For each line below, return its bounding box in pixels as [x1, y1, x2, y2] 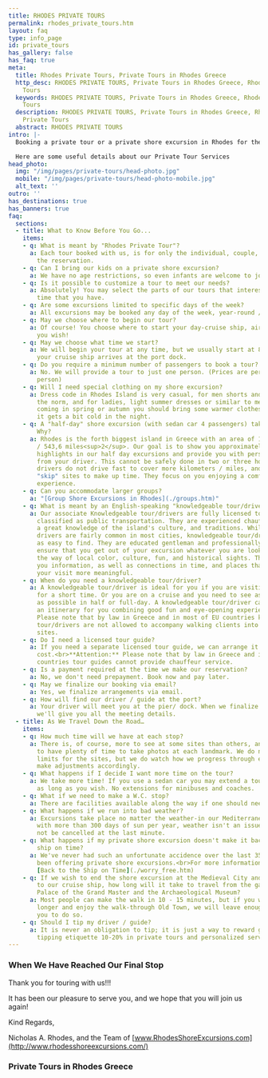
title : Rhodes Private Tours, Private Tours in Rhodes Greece [15, 71, 227, 79]
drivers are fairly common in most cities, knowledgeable [37, 532, 234, 540]
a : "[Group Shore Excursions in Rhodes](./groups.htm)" [29, 494, 219, 502]
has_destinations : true [8, 197, 88, 205]
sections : [15, 219, 48, 228]
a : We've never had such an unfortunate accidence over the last [29, 851, 251, 860]
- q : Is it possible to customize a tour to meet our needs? [22, 279, 230, 287]
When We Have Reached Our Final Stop [8, 960, 164, 971]
